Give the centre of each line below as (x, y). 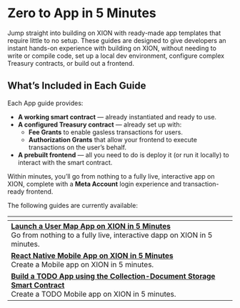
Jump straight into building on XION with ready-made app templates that (114, 33)
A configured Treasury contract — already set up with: (100, 124)
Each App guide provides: (45, 103)
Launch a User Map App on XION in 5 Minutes (91, 226)
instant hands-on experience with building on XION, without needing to (112, 48)
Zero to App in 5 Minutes (82, 13)
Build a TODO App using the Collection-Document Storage (113, 276)
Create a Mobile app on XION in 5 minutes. (82, 264)
